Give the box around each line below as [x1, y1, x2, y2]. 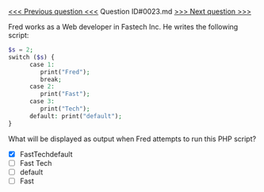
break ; [40, 75, 62, 83]
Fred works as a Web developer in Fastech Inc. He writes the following [8, 22, 239, 31]
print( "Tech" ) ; [40, 105, 90, 113]
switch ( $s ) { [8, 53, 55, 61]
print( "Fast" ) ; [40, 90, 90, 98]
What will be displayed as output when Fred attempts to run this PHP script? [8, 134, 256, 144]
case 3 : [29, 98, 55, 106]
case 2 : [29, 83, 55, 90]
